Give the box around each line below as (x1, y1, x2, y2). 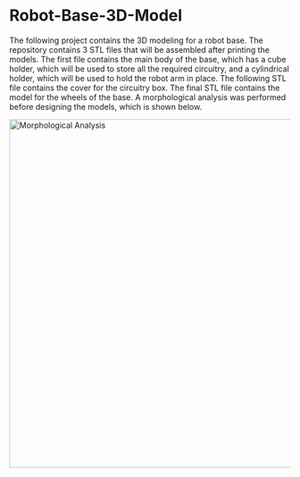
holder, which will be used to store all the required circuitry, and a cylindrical (9, 63, 290, 74)
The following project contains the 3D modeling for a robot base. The (9, 35, 263, 46)
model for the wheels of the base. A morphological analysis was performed (9, 91, 287, 103)
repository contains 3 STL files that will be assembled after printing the (9, 44, 271, 54)
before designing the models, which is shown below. (9, 101, 203, 112)
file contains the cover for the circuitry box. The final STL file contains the (9, 82, 280, 93)
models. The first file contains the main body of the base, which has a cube (9, 54, 287, 64)
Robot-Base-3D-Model (9, 5, 183, 26)
